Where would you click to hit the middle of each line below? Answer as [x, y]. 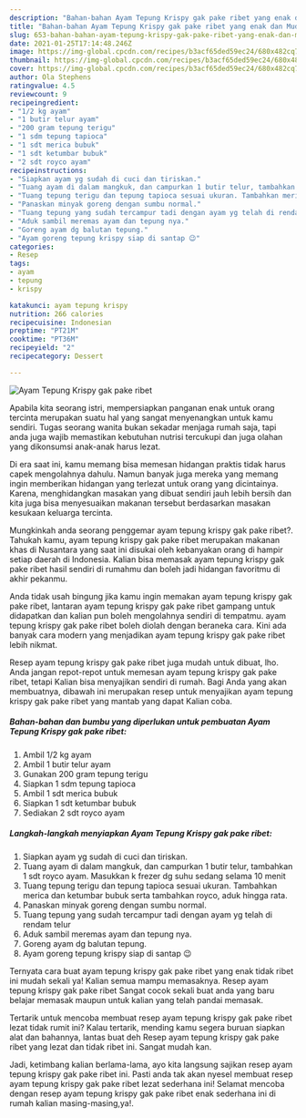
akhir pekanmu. [39, 579]
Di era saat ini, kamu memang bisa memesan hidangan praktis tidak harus [148, 464]
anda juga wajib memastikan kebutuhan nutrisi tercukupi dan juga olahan [146, 436]
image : [22, 52]
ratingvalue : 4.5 [42, 86]
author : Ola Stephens [51, 77]
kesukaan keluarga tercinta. [61, 512]
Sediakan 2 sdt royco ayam [74, 813]
